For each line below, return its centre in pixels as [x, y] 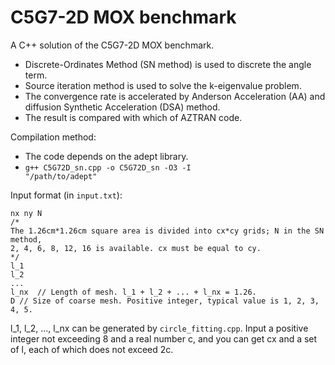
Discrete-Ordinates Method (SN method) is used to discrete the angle [168, 64]
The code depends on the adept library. [106, 156]
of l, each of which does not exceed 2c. [92, 349]
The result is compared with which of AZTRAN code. [133, 117]
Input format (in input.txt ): [66, 195]
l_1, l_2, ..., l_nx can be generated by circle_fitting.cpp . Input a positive [159, 328]
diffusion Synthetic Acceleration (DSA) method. [122, 107]
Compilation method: [53, 137]
